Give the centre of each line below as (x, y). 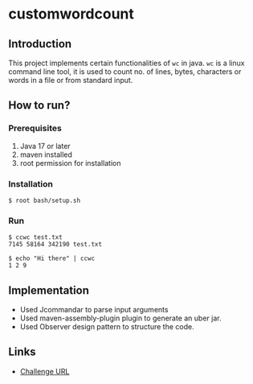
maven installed (46, 155)
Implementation (49, 290)
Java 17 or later (45, 146)
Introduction (40, 44)
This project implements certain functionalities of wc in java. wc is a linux (126, 63)
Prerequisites (35, 128)
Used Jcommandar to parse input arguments (94, 310)
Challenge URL (45, 371)
